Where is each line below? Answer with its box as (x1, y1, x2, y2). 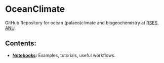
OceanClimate (5, 3, 65, 15)
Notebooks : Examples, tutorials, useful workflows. (12, 52, 116, 58)
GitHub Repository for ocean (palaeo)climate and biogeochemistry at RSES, (5, 20, 159, 26)
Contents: (5, 39, 37, 48)
